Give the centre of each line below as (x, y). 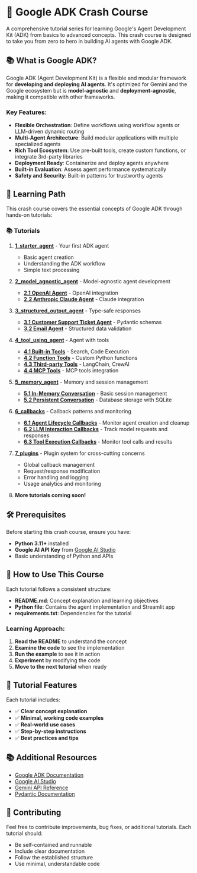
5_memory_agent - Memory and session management (81, 382)
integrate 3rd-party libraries (49, 157)
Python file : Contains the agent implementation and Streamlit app (95, 607)
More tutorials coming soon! (50, 495)
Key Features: (27, 112)
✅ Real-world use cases (45, 725)
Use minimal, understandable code (57, 863)
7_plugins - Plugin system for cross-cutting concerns (80, 453)
